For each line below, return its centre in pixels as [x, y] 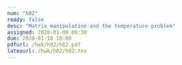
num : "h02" [23, 13]
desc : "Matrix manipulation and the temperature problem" [91, 26]
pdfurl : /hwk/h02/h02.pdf [44, 45]
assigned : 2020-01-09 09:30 [47, 32]
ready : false [26, 20]
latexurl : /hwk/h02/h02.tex [47, 51]
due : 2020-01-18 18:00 [39, 39]
